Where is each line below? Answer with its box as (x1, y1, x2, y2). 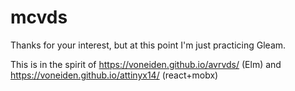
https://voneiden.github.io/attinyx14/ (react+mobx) (10, 69, 219, 81)
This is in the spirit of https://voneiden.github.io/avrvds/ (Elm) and (10, 58, 282, 70)
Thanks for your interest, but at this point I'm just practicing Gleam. (10, 39, 287, 51)
